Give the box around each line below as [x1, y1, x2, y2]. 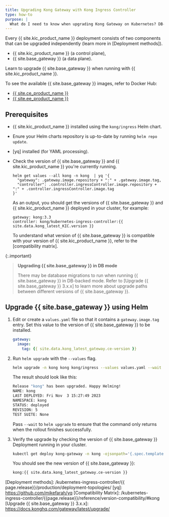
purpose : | [5, 17, 28, 22]
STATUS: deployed [12, 402, 49, 408]
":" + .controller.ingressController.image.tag [12, 187, 114, 192]
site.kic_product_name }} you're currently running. [12, 164, 117, 170]
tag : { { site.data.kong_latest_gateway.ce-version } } [22, 346, 137, 351]
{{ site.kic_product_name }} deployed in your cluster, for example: [12, 205, 149, 211]
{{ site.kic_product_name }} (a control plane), [12, 50, 106, 56]
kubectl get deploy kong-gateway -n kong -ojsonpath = [12, 451, 128, 456]
